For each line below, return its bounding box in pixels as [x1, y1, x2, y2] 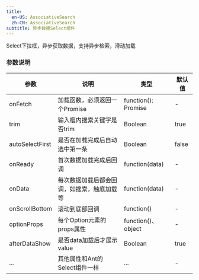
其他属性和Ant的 [57, 254, 104, 263]
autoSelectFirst [9, 140, 52, 148]
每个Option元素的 [57, 216, 107, 224]
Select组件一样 [57, 263, 99, 272]
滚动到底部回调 [57, 205, 99, 213]
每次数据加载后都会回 [57, 176, 117, 184]
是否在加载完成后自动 [57, 136, 117, 144]
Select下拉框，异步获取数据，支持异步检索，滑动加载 [6, 42, 136, 49]
